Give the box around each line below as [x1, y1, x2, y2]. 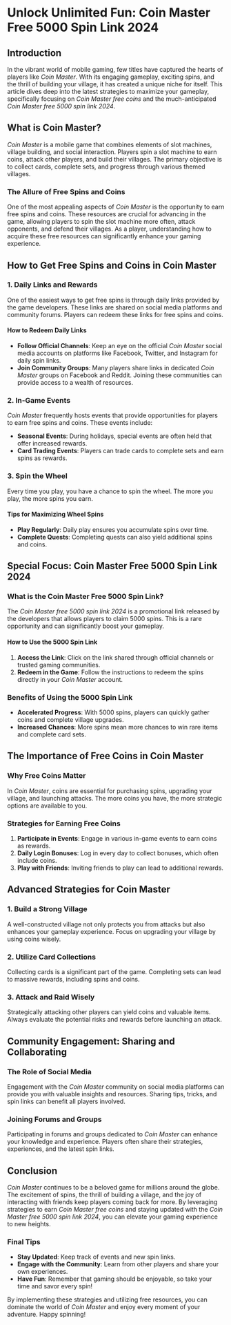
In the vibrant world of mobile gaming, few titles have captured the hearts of [7, 66, 223, 73]
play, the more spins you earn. [7, 494, 93, 502]
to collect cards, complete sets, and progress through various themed [7, 162, 205, 171]
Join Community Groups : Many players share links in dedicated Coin [17, 364, 214, 372]
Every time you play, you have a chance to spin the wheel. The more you [7, 487, 214, 495]
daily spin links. [17, 356, 61, 364]
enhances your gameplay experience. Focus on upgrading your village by [7, 927, 216, 935]
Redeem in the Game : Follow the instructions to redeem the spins [17, 668, 204, 676]
